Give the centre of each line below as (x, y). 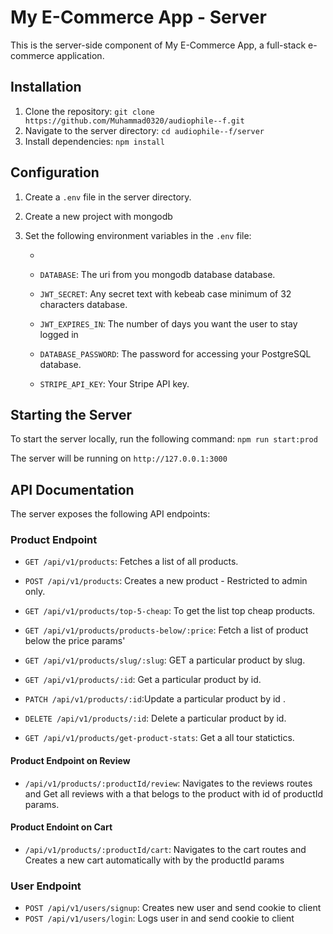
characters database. (83, 304)
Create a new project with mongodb (98, 216)
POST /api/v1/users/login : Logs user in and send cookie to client (159, 918)
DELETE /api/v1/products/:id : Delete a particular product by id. (155, 718)
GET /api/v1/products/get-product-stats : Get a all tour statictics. (159, 738)
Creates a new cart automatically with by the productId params (154, 860)
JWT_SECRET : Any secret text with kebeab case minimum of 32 (165, 293)
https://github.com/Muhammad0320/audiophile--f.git (134, 121)
